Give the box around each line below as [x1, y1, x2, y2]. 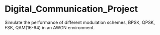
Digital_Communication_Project [4, 3, 138, 15]
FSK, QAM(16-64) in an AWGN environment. [4, 24, 95, 30]
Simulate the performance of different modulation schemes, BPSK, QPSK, [4, 19, 155, 25]
